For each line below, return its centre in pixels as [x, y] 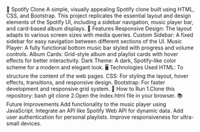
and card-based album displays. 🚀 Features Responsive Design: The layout [99, 28]
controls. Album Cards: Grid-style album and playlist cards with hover [92, 54]
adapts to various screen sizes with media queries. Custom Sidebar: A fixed [100, 35]
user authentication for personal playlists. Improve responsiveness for [92, 117]
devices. [31, 123]
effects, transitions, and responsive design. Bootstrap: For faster [86, 82]
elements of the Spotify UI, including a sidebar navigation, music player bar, [100, 22]
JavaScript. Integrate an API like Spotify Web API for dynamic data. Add [95, 111]
